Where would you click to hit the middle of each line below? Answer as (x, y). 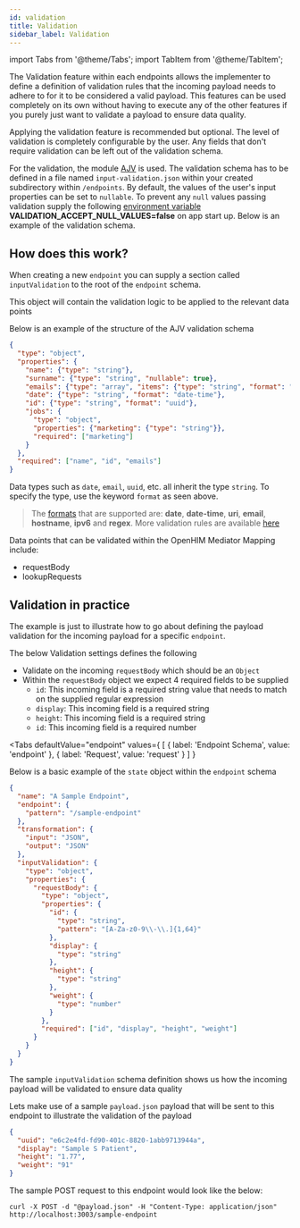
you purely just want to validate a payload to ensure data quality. (128, 115)
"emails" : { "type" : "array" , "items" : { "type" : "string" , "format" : (155, 387)
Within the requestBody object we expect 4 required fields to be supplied (155, 680)
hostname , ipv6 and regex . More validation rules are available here (155, 523)
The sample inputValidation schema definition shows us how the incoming (148, 1079)
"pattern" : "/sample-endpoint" (83, 813)
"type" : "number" (89, 1004)
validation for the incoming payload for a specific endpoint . (117, 636)
